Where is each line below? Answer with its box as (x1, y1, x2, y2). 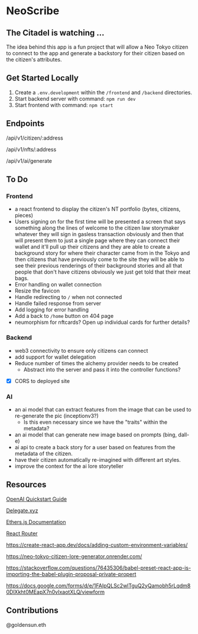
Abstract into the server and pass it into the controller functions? (23, 366, 181, 373)
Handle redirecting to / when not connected (14, 294, 122, 301)
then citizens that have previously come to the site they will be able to (14, 256, 184, 263)
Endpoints (6, 118, 45, 128)
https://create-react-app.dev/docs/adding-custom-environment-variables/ (6, 541, 188, 548)
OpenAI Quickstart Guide (6, 495, 67, 503)
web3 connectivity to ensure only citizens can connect (14, 347, 148, 354)
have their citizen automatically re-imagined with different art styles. (14, 456, 181, 463)
